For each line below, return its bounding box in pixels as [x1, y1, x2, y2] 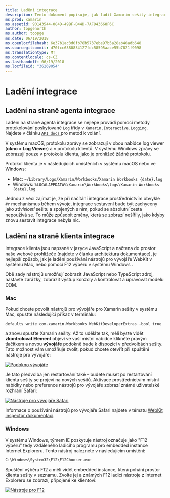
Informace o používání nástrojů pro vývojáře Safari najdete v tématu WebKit [5, 407, 163, 413]
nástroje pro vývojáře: [5, 352, 51, 358]
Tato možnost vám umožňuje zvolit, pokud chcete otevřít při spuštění [5, 346, 149, 352]
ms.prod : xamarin [5, 17, 42, 22]
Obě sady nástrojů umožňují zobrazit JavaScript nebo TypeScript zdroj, [5, 271, 154, 277]
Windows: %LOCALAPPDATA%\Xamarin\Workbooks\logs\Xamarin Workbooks [12, 181, 159, 188]
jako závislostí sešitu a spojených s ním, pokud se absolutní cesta [5, 206, 142, 212]
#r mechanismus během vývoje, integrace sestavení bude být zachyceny [5, 201, 158, 207]
